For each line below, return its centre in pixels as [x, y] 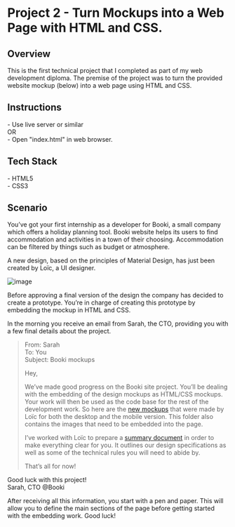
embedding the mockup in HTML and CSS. [69, 310]
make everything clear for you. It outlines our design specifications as [125, 445]
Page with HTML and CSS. [85, 28]
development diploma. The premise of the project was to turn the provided [115, 78]
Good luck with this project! [47, 480]
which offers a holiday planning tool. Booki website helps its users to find [113, 232]
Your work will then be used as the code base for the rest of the [116, 402]
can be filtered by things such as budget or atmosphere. [88, 247]
